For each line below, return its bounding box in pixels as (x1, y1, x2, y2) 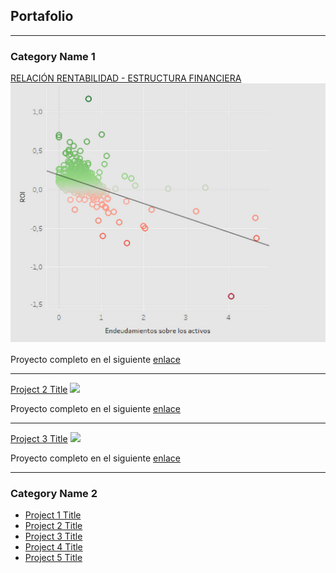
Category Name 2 (10, 486, 98, 500)
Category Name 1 (10, 49, 96, 63)
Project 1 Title (24, 509, 82, 521)
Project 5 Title (24, 552, 83, 564)
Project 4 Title (24, 541, 83, 553)
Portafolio (10, 8, 74, 25)
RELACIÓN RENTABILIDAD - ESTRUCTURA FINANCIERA (10, 72, 242, 84)
